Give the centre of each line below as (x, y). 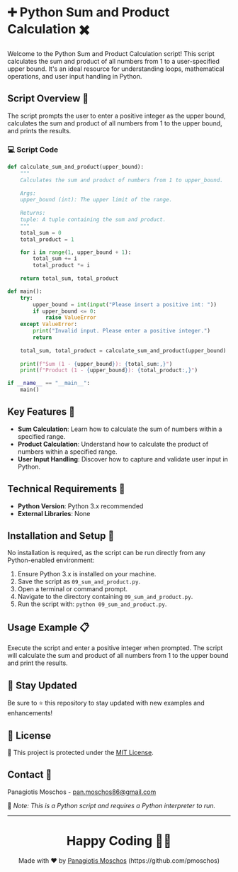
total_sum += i (55, 259)
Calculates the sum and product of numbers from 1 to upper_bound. (121, 180)
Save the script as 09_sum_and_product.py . (79, 581)
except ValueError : (49, 324)
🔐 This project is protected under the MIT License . (80, 752)
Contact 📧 (30, 775)
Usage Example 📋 (49, 627)
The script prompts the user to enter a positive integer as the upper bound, (117, 116)
